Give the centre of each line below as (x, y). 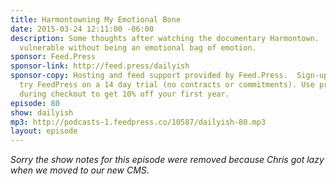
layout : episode (44, 131)
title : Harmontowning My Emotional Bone (96, 19)
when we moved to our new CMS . (80, 170)
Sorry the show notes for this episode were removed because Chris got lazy (167, 160)
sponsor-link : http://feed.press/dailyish (100, 66)
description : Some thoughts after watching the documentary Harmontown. (165, 38)
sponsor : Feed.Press (53, 57)
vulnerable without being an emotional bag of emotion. (138, 47)
